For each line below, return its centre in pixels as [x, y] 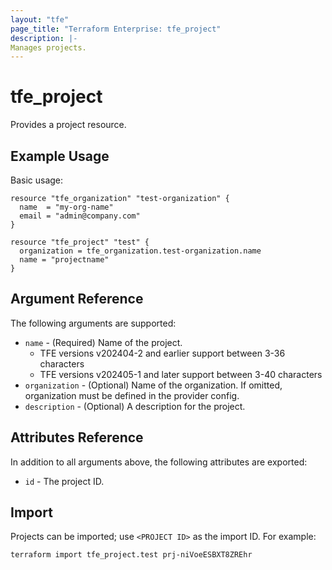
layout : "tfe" [40, 19]
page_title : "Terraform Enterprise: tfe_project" [116, 29]
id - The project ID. [64, 481]
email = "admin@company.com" [80, 216]
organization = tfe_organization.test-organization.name [140, 251]
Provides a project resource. [68, 125]
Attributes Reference [77, 437]
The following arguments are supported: [93, 323]
